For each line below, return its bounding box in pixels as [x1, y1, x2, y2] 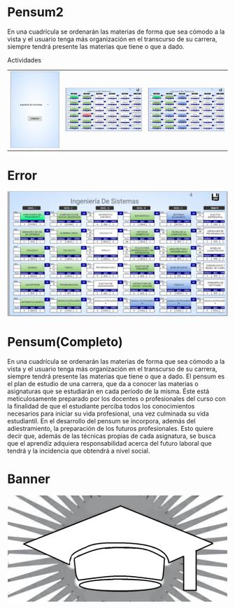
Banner [7, 471, 50, 487]
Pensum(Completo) [7, 334, 123, 350]
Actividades [7, 55, 42, 64]
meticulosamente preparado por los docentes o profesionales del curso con [7, 394, 226, 403]
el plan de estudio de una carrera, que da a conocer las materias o [7, 379, 199, 388]
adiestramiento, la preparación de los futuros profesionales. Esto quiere [7, 424, 213, 432]
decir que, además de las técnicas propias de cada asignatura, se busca [7, 432, 216, 440]
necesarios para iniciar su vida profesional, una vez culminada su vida [7, 409, 210, 418]
